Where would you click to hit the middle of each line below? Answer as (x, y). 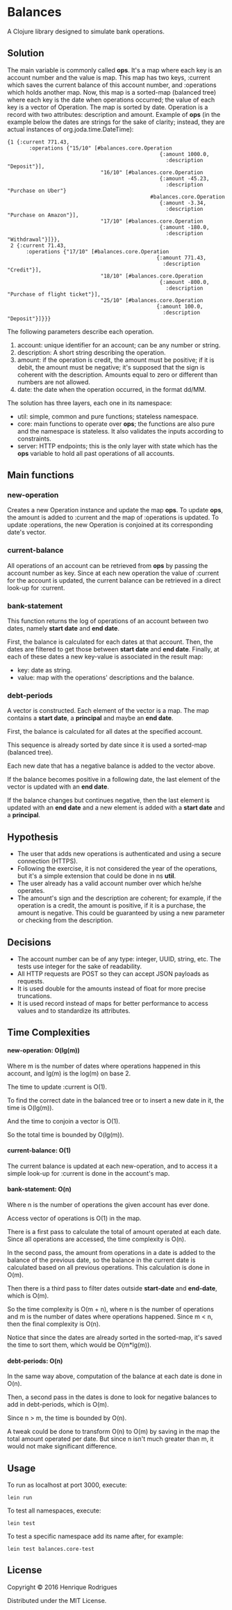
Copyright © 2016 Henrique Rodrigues (62, 1587)
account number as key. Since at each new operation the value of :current (113, 573)
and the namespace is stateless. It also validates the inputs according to (120, 431)
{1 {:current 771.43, (39, 142)
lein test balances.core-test (51, 1549)
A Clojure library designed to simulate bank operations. (86, 31)
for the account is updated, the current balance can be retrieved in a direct (114, 580)
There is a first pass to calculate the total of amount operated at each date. (114, 1231)
